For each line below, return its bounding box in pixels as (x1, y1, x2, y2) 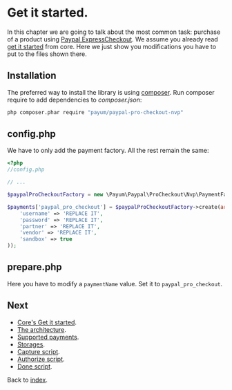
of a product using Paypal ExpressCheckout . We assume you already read (7, 35, 219, 43)
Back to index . (7, 375, 48, 384)
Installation (7, 70, 57, 82)
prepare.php (7, 261, 62, 273)
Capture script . (17, 347, 60, 355)
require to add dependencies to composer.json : (7, 95, 142, 104)
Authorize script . (17, 355, 65, 363)
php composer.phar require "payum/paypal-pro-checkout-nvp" (7, 109, 184, 115)
